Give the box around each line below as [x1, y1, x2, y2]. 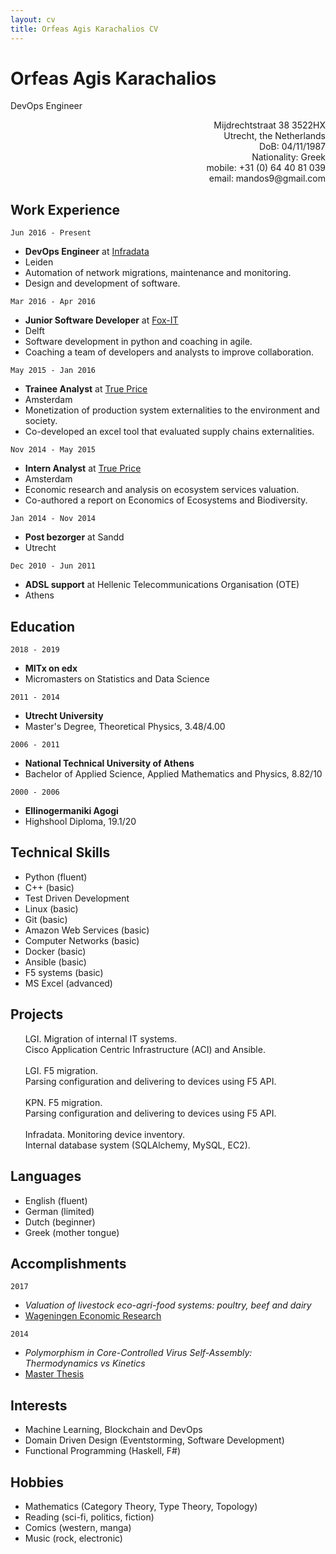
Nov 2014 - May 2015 [10, 445, 97, 455]
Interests [10, 1397, 68, 1414]
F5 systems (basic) [24, 966, 104, 978]
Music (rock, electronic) [24, 1532, 123, 1544]
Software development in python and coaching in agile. [24, 336, 253, 348]
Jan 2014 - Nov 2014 [10, 514, 97, 524]
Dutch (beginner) [24, 1216, 96, 1228]
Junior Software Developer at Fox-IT [24, 314, 179, 326]
